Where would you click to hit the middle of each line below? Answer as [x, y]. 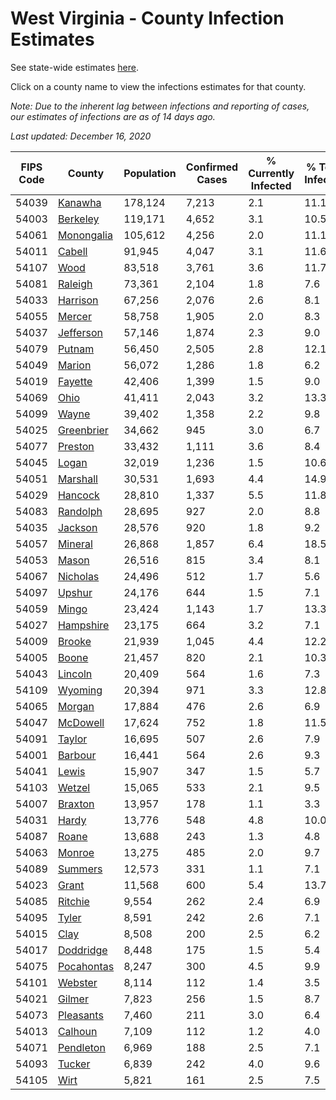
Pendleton [81, 1047]
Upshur [75, 592]
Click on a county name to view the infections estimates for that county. [158, 86]
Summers [80, 869]
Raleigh [75, 284]
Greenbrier [83, 430]
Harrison [78, 300]
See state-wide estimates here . [74, 67]
